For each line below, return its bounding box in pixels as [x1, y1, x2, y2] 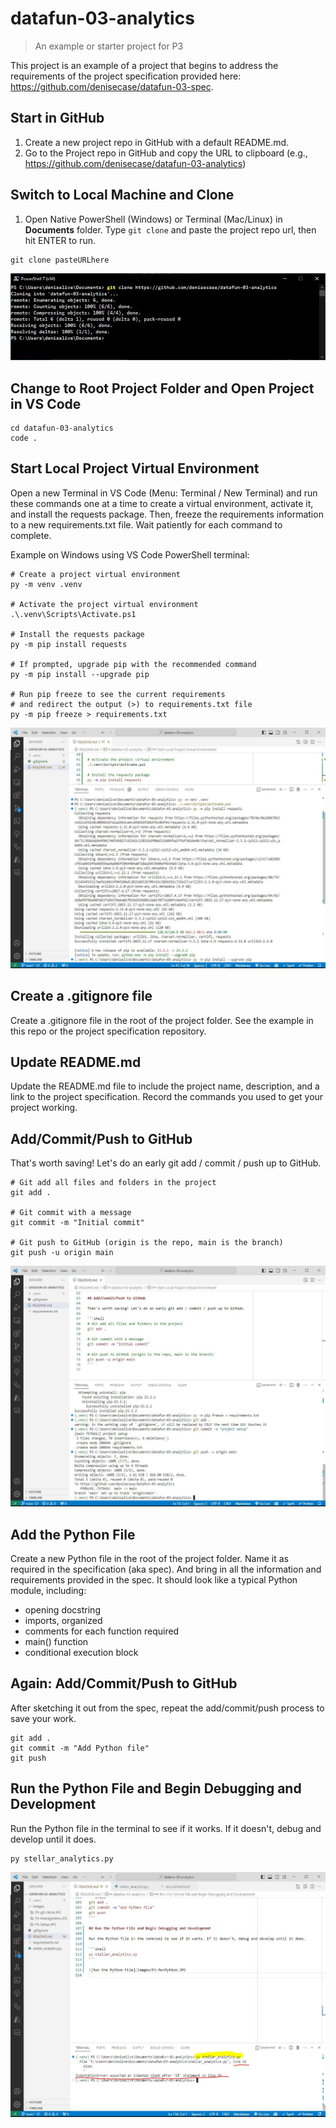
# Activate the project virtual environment [10, 599, 199, 609]
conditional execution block [24, 1646, 139, 1658]
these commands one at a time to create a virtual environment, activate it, [10, 497, 314, 509]
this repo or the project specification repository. [10, 1025, 207, 1037]
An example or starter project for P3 [34, 40, 184, 52]
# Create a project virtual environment [10, 569, 182, 579]
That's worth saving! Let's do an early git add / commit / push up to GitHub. [10, 1157, 322, 1169]
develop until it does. [10, 1833, 97, 1845]
